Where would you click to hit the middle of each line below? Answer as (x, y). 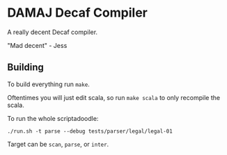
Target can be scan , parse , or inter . (58, 144)
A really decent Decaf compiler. (53, 32)
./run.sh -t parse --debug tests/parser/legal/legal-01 (90, 131)
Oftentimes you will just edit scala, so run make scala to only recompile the (114, 97)
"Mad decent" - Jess (37, 45)
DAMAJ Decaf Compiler (77, 13)
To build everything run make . (49, 84)
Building (25, 67)
